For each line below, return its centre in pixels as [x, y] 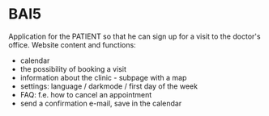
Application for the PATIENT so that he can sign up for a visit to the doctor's [134, 36]
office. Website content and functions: [72, 44]
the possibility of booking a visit [73, 68]
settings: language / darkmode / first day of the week [109, 86]
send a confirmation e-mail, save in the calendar [101, 103]
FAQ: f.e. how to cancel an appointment [86, 94]
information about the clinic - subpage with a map [103, 77]
